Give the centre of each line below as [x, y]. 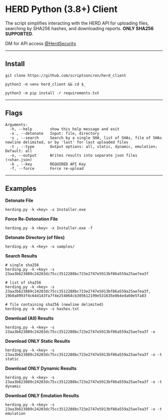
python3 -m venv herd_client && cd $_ [45, 84]
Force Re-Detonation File [32, 219]
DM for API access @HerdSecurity [41, 43]
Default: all [19, 151]
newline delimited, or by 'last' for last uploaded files [67, 142]
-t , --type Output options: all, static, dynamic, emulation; [83, 146]
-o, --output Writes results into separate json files [73, 155]
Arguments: [16, 125]
